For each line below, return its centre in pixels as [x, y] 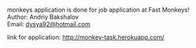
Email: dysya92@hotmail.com [49, 24]
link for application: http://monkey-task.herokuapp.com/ [86, 37]
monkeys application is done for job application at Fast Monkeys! [98, 10]
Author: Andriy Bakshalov [43, 17]
